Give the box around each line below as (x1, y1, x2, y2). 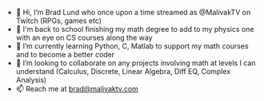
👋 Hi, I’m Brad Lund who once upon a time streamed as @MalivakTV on (15, 8, 251, 17)
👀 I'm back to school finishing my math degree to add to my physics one (15, 25, 254, 33)
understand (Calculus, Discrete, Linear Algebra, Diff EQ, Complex (15, 67, 231, 76)
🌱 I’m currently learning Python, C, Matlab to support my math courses (15, 41, 250, 51)
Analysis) (15, 76, 47, 84)
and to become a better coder (15, 50, 115, 59)
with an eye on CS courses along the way (15, 33, 154, 42)
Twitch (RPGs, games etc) (15, 16, 102, 25)
